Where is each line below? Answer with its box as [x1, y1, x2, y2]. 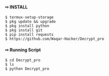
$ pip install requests [5, 32, 54, 37]
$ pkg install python [5, 24, 50, 29]
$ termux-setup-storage [5, 15, 54, 20]
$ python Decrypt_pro [5, 67, 50, 72]
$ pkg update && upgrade [5, 19, 56, 24]
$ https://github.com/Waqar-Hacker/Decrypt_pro [5, 37, 105, 41]
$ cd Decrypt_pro [5, 58, 41, 63]
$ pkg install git [5, 28, 43, 33]
